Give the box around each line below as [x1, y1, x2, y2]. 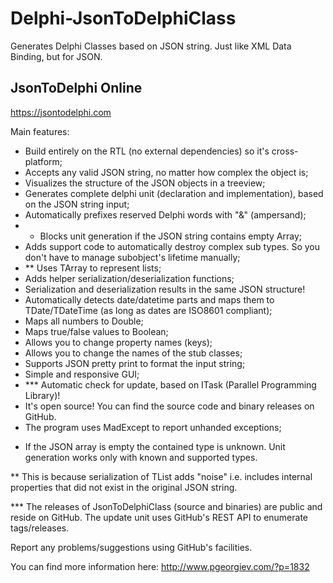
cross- [271, 145, 299, 157]
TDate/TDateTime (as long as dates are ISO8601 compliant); [24, 304, 273, 316]
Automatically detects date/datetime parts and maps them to [24, 293, 275, 306]
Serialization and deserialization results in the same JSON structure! [24, 283, 306, 295]
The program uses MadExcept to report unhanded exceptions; [24, 421, 282, 433]
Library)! [24, 389, 61, 401]
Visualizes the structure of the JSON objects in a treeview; [24, 177, 266, 189]
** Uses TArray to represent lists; [24, 262, 162, 274]
